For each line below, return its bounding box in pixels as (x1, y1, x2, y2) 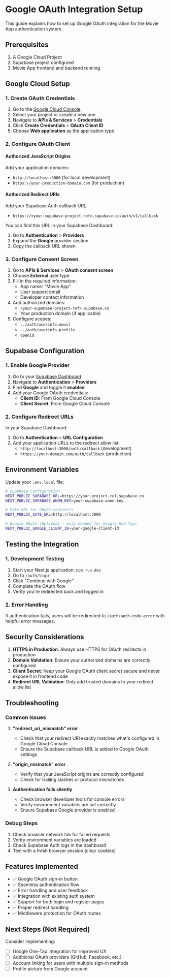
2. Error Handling (5, 601, 48, 608)
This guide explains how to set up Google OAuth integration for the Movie (5, 20, 159, 26)
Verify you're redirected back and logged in (12, 588, 104, 594)
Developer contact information (20, 294, 84, 300)
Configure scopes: (12, 316, 52, 322)
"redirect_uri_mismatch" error (12, 726, 78, 732)
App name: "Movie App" (20, 283, 71, 290)
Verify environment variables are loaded (12, 837, 96, 843)
